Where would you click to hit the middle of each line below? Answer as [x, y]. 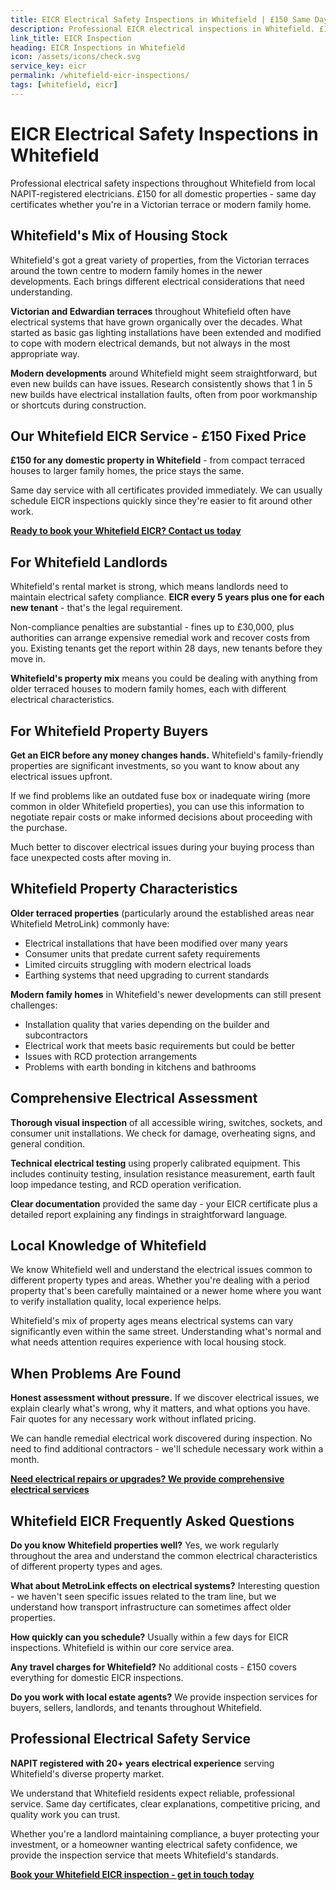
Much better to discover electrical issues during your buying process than [162, 847]
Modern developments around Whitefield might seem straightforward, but [164, 373]
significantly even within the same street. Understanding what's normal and [166, 1332]
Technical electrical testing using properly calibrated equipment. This [155, 1163]
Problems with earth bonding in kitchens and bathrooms [140, 1067]
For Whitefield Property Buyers [109, 731]
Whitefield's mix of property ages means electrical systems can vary [152, 1321]
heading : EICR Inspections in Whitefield [98, 47]
